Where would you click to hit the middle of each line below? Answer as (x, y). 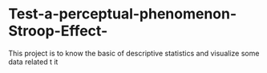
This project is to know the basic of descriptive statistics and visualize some (134, 53)
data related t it (33, 62)
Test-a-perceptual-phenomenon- (123, 14)
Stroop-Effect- (58, 31)
